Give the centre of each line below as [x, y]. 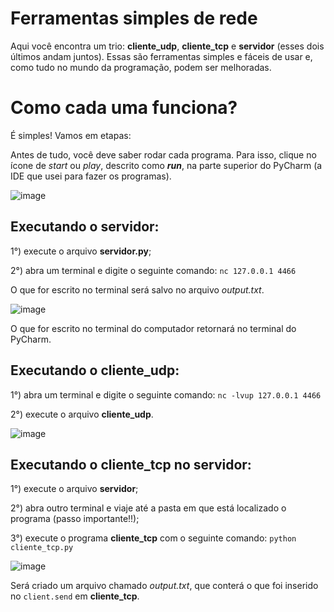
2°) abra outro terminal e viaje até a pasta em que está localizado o [148, 508]
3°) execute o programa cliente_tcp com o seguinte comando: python [153, 538]
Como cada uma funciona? [124, 108]
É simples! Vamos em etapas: [71, 135]
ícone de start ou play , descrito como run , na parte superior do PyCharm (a [166, 165]
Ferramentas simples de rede [134, 18]
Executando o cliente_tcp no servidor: [131, 464]
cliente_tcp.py [42, 548]
